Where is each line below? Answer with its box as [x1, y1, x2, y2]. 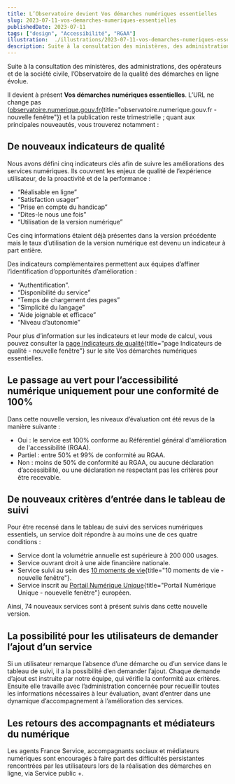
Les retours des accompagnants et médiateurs [7, 717, 215, 729]
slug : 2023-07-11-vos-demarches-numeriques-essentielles [7, 17, 177, 24]
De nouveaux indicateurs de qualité [7, 141, 166, 153]
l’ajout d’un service [7, 641, 92, 653]
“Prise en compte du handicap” [17, 203, 108, 211]
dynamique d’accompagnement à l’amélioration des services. [7, 697, 184, 705]
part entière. [7, 246, 43, 255]
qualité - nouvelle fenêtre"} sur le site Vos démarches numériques [7, 346, 197, 355]
